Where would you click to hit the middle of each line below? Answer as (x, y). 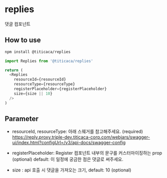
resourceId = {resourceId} (40, 79)
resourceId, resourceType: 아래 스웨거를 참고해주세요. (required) (77, 131)
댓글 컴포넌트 (18, 24)
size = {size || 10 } (33, 94)
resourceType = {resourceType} (45, 84)
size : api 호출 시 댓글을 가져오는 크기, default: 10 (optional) (72, 170)
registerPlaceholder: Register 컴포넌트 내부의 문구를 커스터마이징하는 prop (87, 153)
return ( (14, 70)
